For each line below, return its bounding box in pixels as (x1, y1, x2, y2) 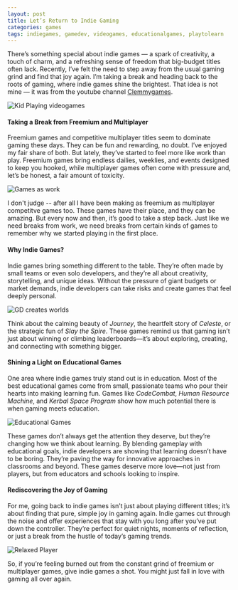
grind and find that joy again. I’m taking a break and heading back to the (7, 73, 218, 81)
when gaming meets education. (7, 404, 100, 413)
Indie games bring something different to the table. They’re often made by (7, 261, 224, 270)
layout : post (7, 10, 46, 18)
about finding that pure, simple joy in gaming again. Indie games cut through (7, 510, 231, 518)
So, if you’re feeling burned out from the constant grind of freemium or (7, 559, 215, 568)
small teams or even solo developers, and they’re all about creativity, (7, 268, 208, 278)
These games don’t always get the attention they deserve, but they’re (7, 431, 211, 440)
